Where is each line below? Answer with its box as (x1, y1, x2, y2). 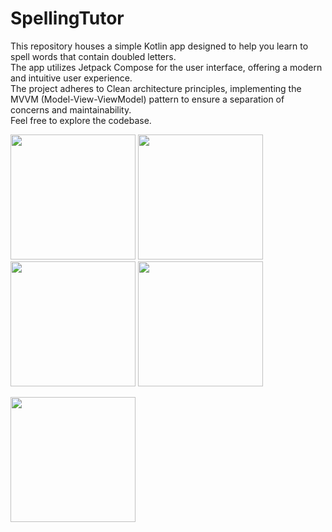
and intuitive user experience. (10, 72, 133, 84)
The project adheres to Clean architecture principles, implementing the (10, 82, 302, 94)
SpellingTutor (10, 7, 125, 30)
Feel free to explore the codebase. (10, 114, 152, 126)
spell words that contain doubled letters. (10, 50, 177, 62)
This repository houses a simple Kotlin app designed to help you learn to (10, 40, 309, 52)
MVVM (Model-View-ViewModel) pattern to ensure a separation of (10, 93, 285, 105)
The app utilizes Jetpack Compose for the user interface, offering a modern (10, 61, 323, 73)
